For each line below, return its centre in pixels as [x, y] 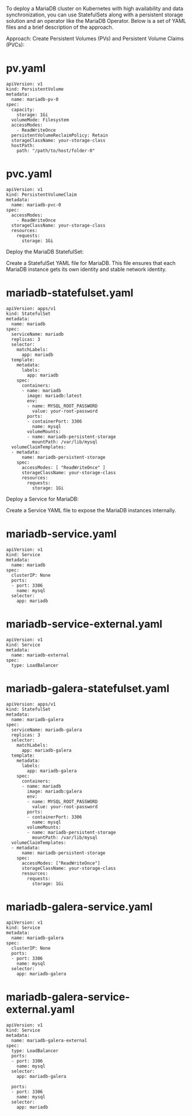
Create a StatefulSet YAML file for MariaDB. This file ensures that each [91, 263]
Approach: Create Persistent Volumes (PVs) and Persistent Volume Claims [95, 38]
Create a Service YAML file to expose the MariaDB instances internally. [91, 510]
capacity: [23, 110]
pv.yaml [26, 68]
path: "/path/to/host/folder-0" [56, 151]
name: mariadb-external [40, 655]
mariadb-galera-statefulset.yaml [88, 688]
